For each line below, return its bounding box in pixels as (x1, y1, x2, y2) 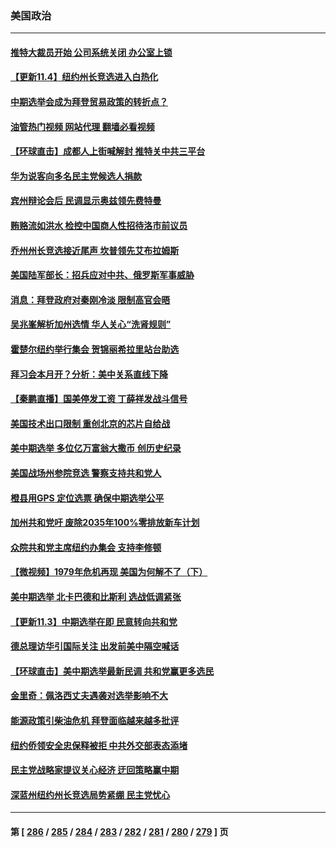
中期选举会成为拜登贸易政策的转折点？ (10, 96, 168, 108)
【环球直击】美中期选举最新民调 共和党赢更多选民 (10, 665, 215, 677)
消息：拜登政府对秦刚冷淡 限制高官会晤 (10, 293, 171, 306)
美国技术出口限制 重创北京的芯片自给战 (10, 417, 171, 429)
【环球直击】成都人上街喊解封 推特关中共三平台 (10, 145, 206, 157)
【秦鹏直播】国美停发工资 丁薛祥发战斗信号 (10, 393, 188, 405)
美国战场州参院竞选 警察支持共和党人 (10, 467, 162, 479)
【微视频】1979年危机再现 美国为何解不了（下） (10, 566, 208, 578)
